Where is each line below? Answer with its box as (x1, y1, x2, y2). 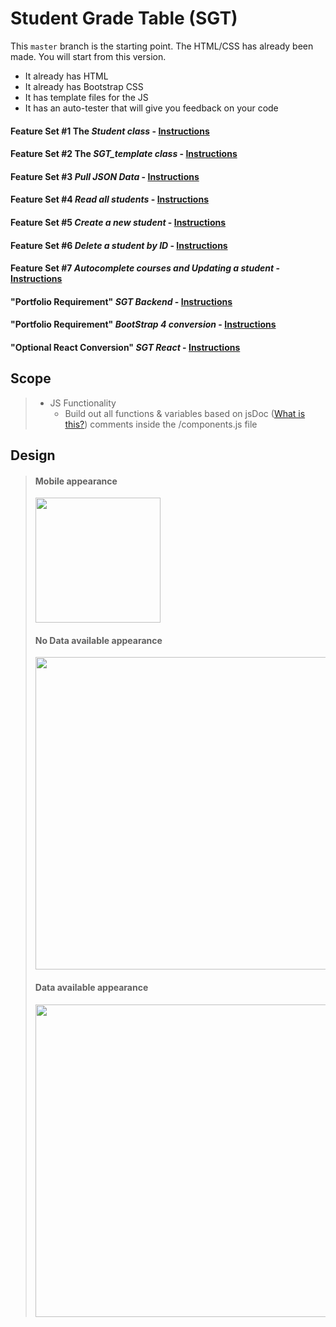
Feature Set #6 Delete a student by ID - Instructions (10, 239, 228, 251)
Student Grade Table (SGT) (10, 7, 238, 30)
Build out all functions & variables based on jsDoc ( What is (64, 407, 306, 419)
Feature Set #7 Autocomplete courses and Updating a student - (10, 262, 280, 274)
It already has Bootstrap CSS (24, 80, 144, 92)
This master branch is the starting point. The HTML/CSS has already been (10, 40, 314, 52)
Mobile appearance (34, 475, 118, 487)
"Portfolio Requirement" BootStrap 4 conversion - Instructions (10, 318, 277, 331)
